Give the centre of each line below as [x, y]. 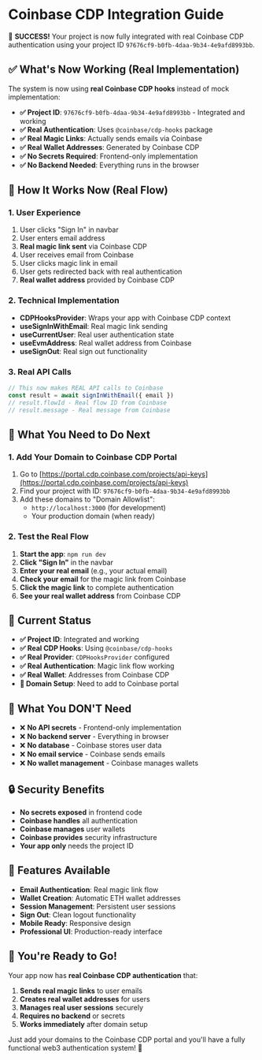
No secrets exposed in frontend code [81, 812]
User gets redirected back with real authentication [101, 272]
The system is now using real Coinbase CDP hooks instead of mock [119, 88]
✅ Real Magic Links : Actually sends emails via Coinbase [111, 138]
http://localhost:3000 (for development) [99, 508]
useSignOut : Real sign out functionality [83, 351]
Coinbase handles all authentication [78, 820]
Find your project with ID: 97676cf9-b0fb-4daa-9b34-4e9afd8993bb [125, 491]
